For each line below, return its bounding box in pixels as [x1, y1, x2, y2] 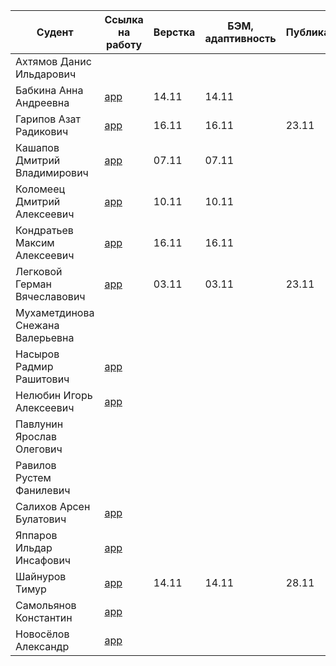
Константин [15, 611, 73, 624]
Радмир [15, 360, 54, 373]
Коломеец [15, 182, 66, 196]
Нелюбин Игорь [15, 389, 93, 402]
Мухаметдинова [15, 306, 95, 319]
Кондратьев [15, 224, 74, 237]
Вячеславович [15, 290, 86, 303]
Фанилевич [15, 484, 71, 497]
